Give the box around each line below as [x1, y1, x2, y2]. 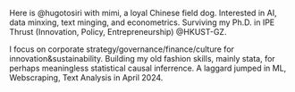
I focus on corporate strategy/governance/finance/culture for [9, 44, 235, 54]
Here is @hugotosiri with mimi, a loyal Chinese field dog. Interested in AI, [9, 8, 277, 18]
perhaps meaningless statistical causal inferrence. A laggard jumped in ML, [9, 63, 287, 73]
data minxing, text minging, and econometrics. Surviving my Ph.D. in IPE [9, 17, 275, 28]
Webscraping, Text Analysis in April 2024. [9, 72, 164, 83]
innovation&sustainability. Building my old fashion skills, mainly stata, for [9, 54, 275, 63]
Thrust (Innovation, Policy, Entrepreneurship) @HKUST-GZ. [9, 27, 227, 37]
